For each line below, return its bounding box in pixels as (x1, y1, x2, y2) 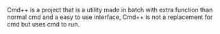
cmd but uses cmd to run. (7, 20, 80, 28)
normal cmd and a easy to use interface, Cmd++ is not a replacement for (7, 13, 213, 21)
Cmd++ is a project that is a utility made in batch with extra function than (7, 6, 213, 14)
